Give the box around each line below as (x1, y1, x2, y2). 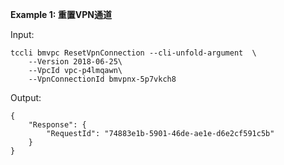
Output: (10, 92, 42, 103)
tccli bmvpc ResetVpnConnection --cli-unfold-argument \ (10, 48, 257, 58)
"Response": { (28, 120, 87, 130)
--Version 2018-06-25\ (28, 57, 123, 67)
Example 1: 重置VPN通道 (10, 9, 112, 20)
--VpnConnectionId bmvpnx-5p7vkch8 (28, 74, 177, 84)
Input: (10, 29, 35, 40)
